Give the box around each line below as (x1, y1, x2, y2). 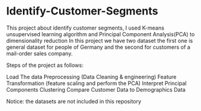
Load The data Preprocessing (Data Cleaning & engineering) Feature (6, 73, 177, 80)
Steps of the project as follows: (6, 62, 84, 69)
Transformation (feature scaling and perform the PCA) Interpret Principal (6, 80, 187, 87)
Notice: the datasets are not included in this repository (6, 98, 142, 105)
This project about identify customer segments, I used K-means (6, 24, 165, 31)
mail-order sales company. (6, 49, 73, 57)
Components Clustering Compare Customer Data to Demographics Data (6, 86, 186, 93)
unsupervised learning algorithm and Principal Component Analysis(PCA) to (6, 30, 195, 37)
